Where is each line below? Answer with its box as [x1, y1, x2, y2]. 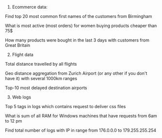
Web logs [12, 94, 32, 100]
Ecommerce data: [12, 4, 48, 10]
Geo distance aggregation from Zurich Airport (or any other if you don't [5, 70, 147, 76]
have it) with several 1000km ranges [5, 76, 78, 81]
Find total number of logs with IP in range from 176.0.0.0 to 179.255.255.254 [5, 127, 157, 133]
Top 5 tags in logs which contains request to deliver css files [5, 104, 126, 109]
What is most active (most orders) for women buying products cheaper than [5, 23, 157, 28]
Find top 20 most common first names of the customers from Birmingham [5, 14, 152, 19]
